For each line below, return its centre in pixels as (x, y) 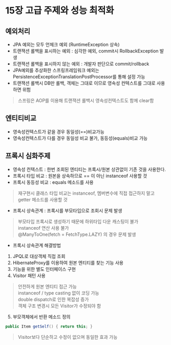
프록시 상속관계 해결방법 (37, 245)
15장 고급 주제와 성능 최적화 (60, 11)
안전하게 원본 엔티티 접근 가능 (47, 286)
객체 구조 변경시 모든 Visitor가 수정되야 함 (59, 306)
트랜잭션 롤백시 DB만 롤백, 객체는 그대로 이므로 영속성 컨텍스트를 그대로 (84, 83)
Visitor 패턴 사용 (29, 275)
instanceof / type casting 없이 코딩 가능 (58, 293)
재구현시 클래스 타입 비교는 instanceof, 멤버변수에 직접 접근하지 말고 (86, 193)
